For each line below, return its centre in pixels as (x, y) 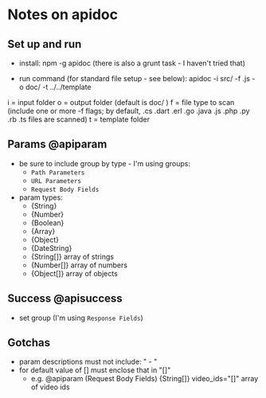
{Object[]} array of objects (74, 273)
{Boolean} (47, 222)
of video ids (50, 387)
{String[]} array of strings (72, 256)
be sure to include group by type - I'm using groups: (105, 163)
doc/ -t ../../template (59, 87)
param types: (41, 197)
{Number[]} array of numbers (79, 265)
